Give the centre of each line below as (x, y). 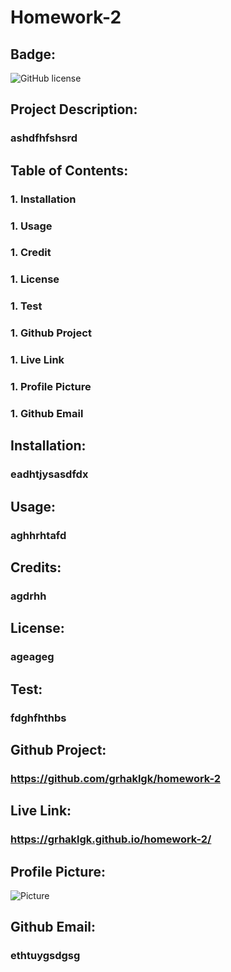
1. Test (26, 306)
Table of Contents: (69, 170)
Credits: (36, 567)
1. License (35, 279)
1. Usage (31, 226)
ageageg (32, 657)
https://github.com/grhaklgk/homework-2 (116, 778)
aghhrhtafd (38, 535)
